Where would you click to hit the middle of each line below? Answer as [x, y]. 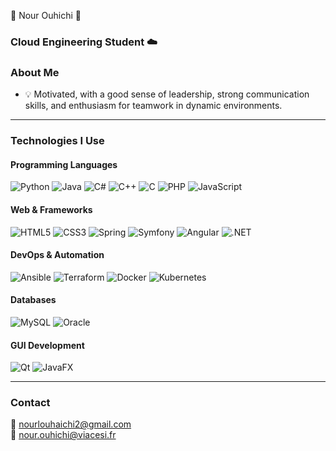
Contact [30, 403]
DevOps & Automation [57, 255]
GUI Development [47, 345]
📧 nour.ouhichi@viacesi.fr [63, 435]
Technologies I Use [57, 141]
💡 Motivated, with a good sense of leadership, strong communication [167, 94]
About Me [35, 72]
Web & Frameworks [51, 209]
